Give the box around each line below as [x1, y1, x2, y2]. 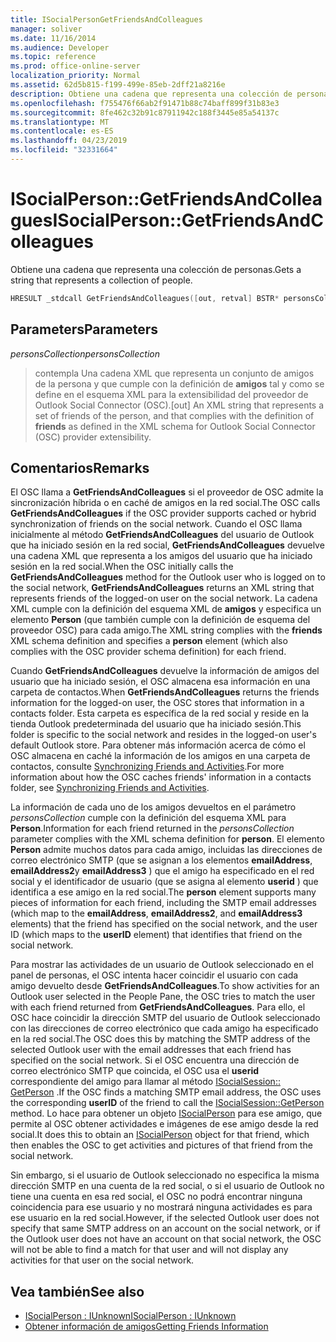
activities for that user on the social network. [10, 1254, 195, 1266]
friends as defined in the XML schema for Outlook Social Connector [34, 420, 316, 432]
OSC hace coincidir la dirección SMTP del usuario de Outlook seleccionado [10, 1012, 321, 1024]
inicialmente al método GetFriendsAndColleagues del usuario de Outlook [10, 529, 315, 541]
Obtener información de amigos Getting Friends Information [24, 1321, 269, 1333]
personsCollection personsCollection [10, 347, 160, 360]
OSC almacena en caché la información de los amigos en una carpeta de [10, 750, 311, 762]
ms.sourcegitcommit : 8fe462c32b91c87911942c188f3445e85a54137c [10, 107, 280, 118]
